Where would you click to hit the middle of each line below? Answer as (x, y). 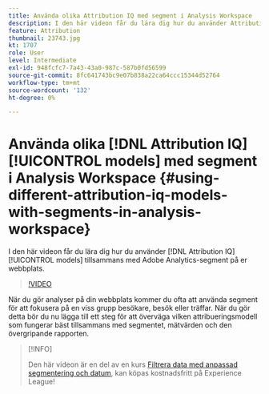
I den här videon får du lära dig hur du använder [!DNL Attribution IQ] (122, 251)
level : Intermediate (43, 61)
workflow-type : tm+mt (44, 82)
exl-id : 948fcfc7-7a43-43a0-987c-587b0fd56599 (87, 68)
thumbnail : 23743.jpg (44, 38)
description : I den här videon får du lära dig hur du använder (118, 23)
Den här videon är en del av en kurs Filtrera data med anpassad (132, 364)
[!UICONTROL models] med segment (133, 161)
